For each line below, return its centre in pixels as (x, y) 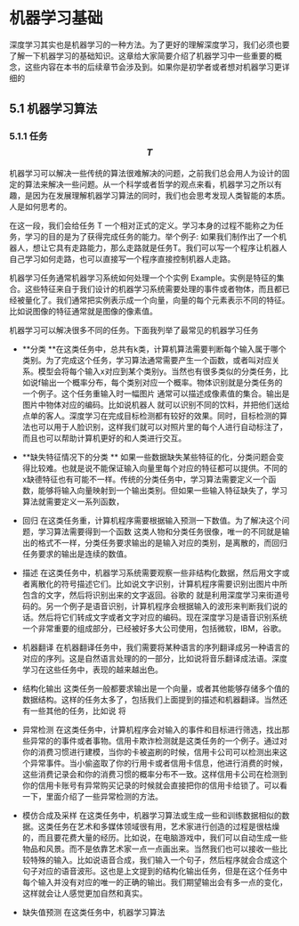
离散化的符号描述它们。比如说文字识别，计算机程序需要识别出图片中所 (158, 583)
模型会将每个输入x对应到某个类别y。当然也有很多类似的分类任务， (159, 371)
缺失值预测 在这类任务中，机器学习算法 (93, 912)
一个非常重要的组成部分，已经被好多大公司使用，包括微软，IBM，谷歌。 (154, 628)
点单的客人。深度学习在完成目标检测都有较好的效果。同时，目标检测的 (151, 416)
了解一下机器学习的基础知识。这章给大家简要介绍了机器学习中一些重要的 (141, 55)
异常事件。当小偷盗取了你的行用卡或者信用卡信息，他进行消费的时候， (158, 763)
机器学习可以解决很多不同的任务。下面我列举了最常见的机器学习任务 (134, 329)
